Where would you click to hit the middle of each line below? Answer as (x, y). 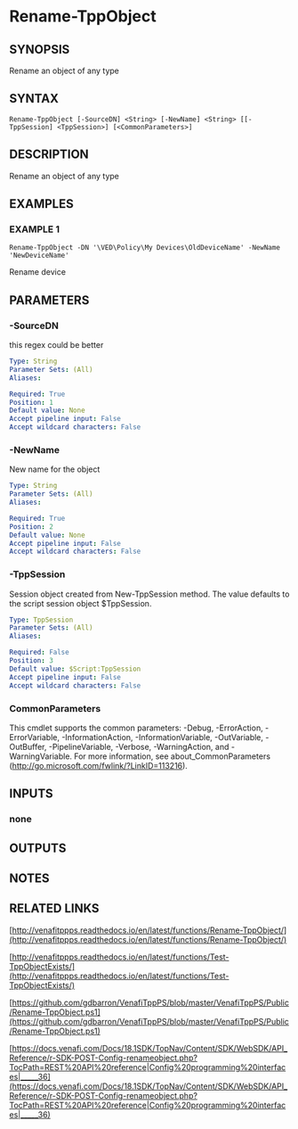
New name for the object (55, 469)
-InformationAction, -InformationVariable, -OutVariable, (163, 737)
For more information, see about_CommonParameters (173, 756)
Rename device (38, 272)
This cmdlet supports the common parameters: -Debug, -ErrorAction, (137, 728)
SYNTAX (34, 99)
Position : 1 (31, 402)
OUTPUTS (38, 848)
